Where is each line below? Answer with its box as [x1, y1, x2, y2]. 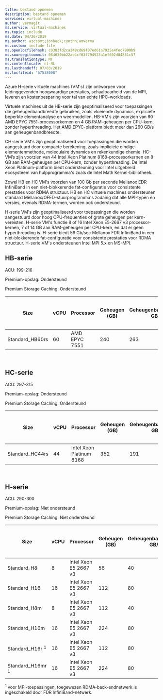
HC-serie [5, 369, 33, 377]
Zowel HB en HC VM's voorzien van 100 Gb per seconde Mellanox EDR [5, 179, 147, 185]
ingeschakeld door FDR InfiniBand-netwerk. [5, 689, 93, 695]
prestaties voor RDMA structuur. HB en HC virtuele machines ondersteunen [5, 189, 156, 195]
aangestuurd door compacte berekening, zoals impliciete [5, 144, 119, 150]
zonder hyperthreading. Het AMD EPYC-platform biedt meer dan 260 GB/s [5, 124, 154, 130]
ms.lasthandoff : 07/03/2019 [5, 66, 62, 71]
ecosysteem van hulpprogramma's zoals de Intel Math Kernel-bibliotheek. [5, 170, 153, 175]
